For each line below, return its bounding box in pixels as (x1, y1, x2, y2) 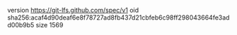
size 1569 (35, 21, 64, 29)
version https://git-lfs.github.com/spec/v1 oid (7, 6, 139, 14)
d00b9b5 (7, 21, 35, 29)
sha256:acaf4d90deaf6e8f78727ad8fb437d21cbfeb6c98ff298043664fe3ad (7, 13, 230, 22)
